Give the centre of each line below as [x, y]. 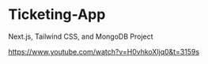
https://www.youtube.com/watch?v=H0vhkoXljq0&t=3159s [104, 51]
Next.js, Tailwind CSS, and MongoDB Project [81, 36]
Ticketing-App [57, 15]
